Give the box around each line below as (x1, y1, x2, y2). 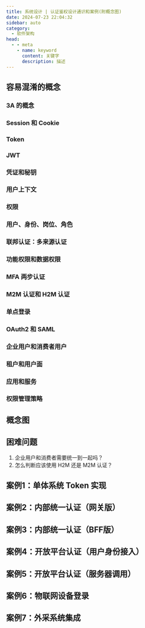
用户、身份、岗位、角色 (6, 221, 73, 229)
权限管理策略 (6, 395, 43, 403)
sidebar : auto (6, 20, 41, 26)
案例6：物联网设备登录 (6, 591, 89, 601)
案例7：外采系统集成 (6, 613, 81, 623)
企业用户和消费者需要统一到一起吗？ (14, 454, 104, 461)
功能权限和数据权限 (6, 255, 61, 263)
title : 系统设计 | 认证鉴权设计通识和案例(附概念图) (6, 8, 122, 15)
